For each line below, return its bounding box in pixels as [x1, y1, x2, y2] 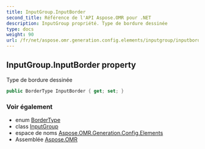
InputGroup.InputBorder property [6, 60, 136, 70]
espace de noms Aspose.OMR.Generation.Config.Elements [15, 129, 164, 136]
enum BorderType [15, 116, 61, 123]
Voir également [6, 102, 53, 111]
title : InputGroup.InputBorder [6, 9, 86, 15]
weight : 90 [6, 32, 34, 38]
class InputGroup [15, 123, 59, 130]
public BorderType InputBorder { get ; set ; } [6, 88, 124, 94]
